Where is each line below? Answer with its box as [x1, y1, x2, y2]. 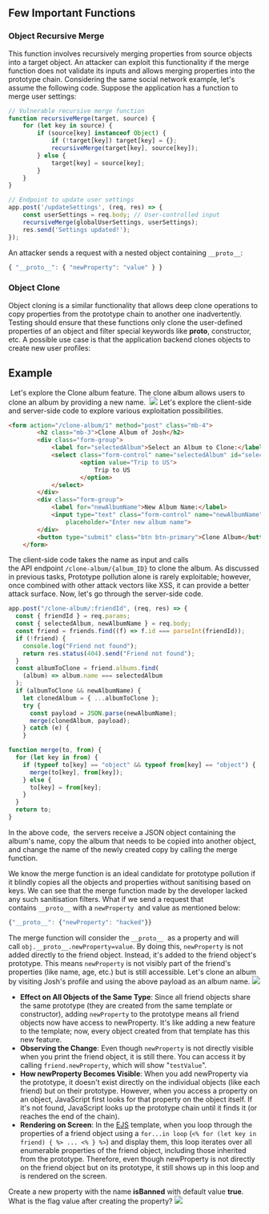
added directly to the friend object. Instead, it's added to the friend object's [8, 950, 257, 960]
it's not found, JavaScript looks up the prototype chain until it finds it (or [19, 1102, 258, 1112]
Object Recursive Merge [8, 30, 105, 42]
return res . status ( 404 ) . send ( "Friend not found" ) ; [22, 649, 195, 657]
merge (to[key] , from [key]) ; [29, 768, 124, 777]
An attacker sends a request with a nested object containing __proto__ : [8, 248, 243, 258]
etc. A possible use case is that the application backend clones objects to [8, 335, 251, 344]
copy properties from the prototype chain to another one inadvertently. [8, 309, 242, 319]
